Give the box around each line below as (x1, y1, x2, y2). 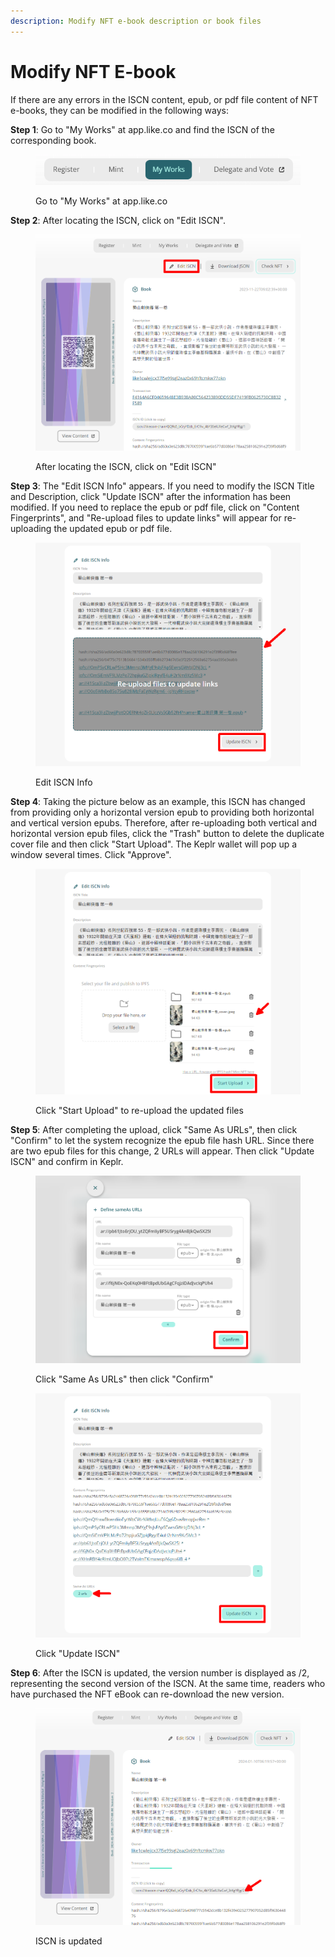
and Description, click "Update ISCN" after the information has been (10, 491, 292, 503)
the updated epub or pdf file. (53, 523, 173, 535)
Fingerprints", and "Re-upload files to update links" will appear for (10, 512, 282, 524)
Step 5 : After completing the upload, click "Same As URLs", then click (10, 1123, 298, 1135)
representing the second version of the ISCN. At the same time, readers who (10, 1678, 326, 1690)
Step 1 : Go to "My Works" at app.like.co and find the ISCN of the (10, 123, 275, 135)
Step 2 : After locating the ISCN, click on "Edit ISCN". (10, 214, 226, 226)
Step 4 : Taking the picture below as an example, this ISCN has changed (10, 795, 306, 807)
